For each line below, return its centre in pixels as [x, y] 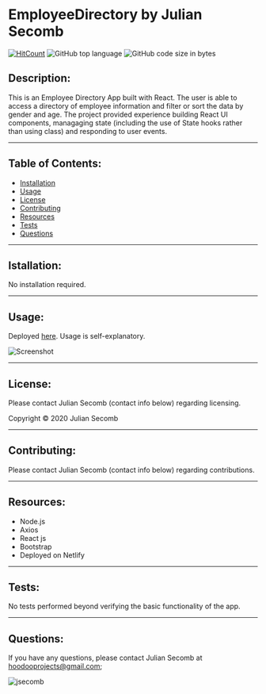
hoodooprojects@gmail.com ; [55, 666]
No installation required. [47, 285]
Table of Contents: [55, 164]
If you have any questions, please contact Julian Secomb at [106, 658]
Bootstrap [36, 546]
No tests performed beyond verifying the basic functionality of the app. [124, 606]
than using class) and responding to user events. [88, 131]
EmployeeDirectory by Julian [105, 15]
